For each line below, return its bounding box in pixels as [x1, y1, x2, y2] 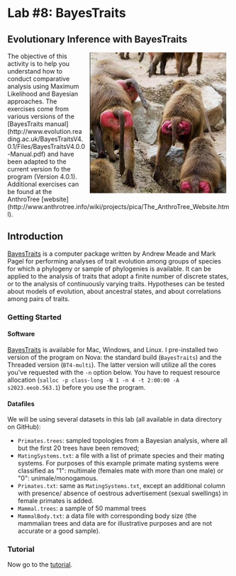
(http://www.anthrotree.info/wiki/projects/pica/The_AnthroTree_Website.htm [7, 203, 230, 210]
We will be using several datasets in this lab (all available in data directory [7, 415, 222, 424]
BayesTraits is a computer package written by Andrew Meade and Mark [7, 249, 216, 258]
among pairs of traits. [7, 294, 70, 303]
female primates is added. [17, 497, 94, 505]
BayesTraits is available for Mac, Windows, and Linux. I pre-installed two [7, 345, 218, 354]
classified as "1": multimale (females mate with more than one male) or [17, 466, 224, 475]
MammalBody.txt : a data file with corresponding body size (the [17, 512, 197, 520]
